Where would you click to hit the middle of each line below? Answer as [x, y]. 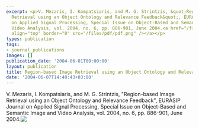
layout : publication [32, 66]
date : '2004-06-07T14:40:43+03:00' [50, 77]
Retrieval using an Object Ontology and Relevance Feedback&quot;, [97, 17]
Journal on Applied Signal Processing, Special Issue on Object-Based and [96, 107]
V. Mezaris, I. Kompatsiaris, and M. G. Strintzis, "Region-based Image [90, 94]
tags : [13, 45]
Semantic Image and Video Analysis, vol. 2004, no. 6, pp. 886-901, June [94, 113]
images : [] [20, 55]
